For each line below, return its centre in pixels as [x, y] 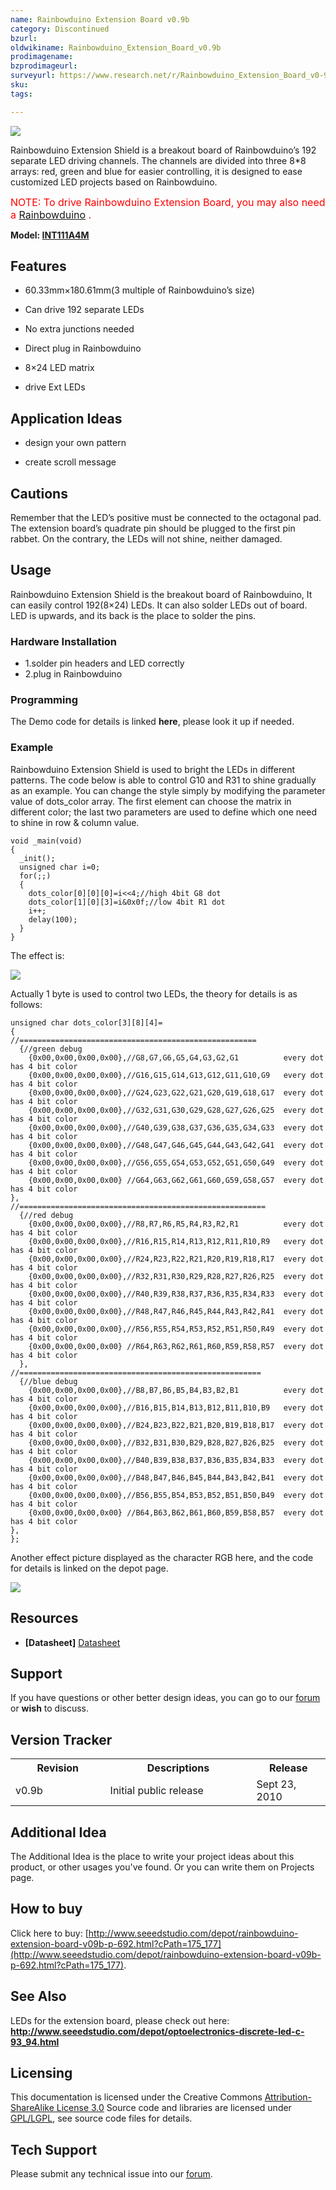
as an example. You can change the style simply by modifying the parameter [168, 790]
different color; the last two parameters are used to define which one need [163, 812]
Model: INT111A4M [50, 235]
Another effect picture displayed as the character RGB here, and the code [162, 1557]
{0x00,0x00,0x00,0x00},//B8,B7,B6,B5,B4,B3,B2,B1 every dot [176, 1390]
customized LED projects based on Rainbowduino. [114, 182]
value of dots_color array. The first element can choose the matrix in [151, 801]
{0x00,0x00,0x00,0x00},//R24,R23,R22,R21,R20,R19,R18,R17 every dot [176, 1259]
